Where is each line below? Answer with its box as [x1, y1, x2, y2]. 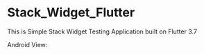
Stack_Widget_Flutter [7, 5, 135, 21]
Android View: [7, 40, 48, 49]
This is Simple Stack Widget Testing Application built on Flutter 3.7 [7, 27, 198, 36]
